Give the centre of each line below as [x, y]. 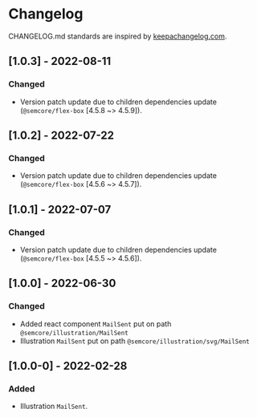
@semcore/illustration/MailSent [74, 333]
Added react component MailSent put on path [96, 324]
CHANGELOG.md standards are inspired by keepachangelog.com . [118, 36]
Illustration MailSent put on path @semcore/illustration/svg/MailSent [135, 341]
